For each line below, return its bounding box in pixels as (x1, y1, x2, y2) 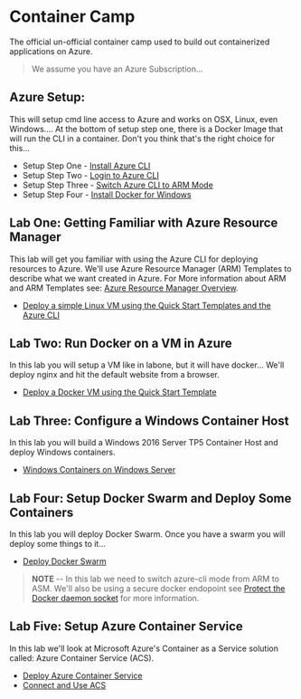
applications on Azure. (9, 45, 93, 56)
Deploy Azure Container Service (22, 670, 143, 681)
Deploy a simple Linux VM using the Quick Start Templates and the (22, 300, 271, 311)
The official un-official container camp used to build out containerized (9, 36, 270, 47)
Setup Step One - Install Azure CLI (22, 160, 151, 171)
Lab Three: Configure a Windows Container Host (9, 413, 289, 428)
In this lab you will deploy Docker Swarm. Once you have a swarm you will (9, 529, 286, 540)
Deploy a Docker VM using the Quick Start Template (22, 387, 217, 397)
